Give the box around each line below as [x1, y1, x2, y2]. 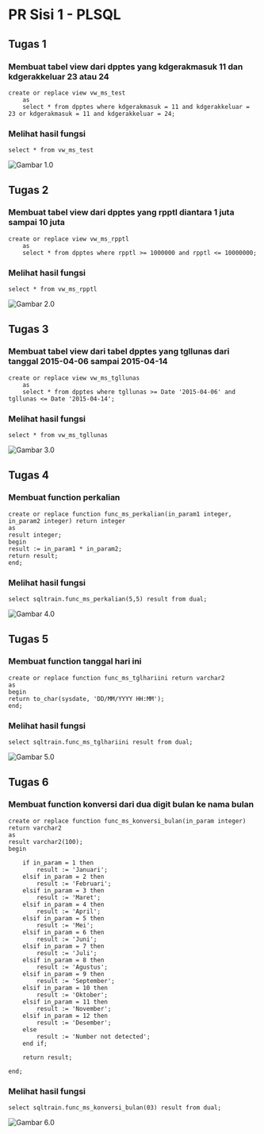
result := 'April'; [36, 908, 101, 915]
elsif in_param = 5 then [22, 914, 105, 923]
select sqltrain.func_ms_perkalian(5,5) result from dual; [8, 595, 208, 603]
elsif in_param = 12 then [22, 1012, 109, 1020]
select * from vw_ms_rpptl [8, 285, 98, 293]
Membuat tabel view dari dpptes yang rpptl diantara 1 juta [8, 207, 235, 218]
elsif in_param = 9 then [22, 970, 105, 978]
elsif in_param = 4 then [22, 900, 105, 908]
